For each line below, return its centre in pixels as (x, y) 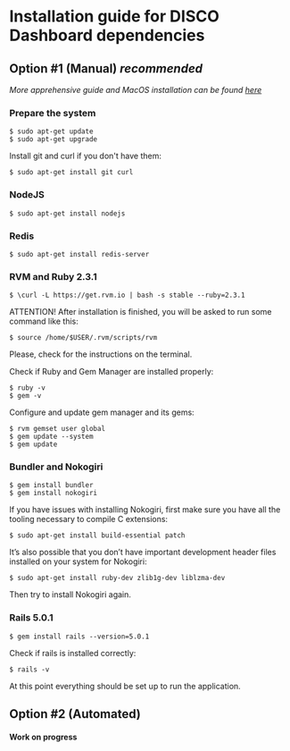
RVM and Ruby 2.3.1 (53, 276)
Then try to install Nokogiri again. (70, 595)
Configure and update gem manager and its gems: (102, 412)
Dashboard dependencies (107, 35)
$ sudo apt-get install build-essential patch (97, 536)
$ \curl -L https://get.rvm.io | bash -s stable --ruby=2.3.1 (127, 295)
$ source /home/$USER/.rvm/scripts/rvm (83, 338)
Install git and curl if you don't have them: (86, 156)
